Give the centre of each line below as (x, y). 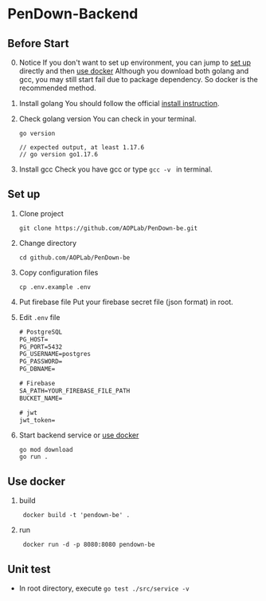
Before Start (38, 43)
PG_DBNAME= (37, 369)
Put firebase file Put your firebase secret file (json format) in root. (126, 302)
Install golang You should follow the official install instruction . (119, 103)
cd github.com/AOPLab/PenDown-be (74, 257)
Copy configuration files (59, 272)
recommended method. (57, 88)
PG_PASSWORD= (41, 362)
